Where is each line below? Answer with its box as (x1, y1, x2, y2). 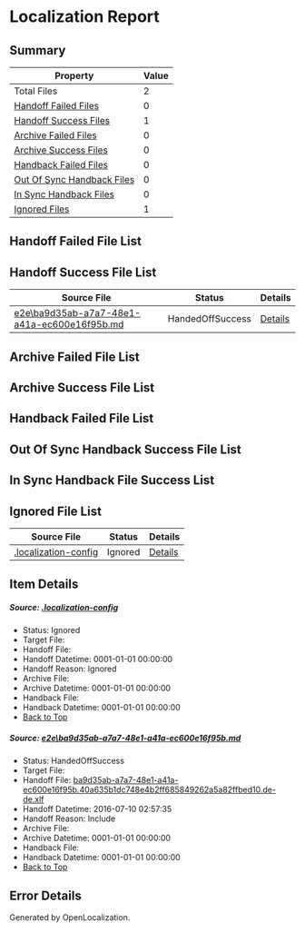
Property (54, 70, 94, 82)
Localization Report (9, 6, 161, 27)
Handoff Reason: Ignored (22, 663, 117, 674)
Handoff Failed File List (9, 233, 143, 249)
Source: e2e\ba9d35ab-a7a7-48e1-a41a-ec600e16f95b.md (9, 732, 241, 743)
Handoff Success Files (14, 114, 111, 126)
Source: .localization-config (9, 601, 119, 612)
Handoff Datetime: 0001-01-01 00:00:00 (22, 654, 173, 665)
